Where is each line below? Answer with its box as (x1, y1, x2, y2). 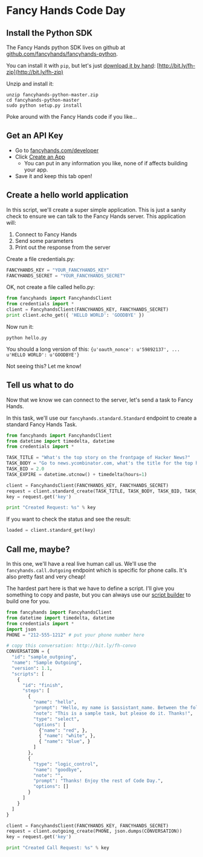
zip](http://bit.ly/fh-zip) (6, 68, 63, 76)
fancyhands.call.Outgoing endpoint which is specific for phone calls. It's (6, 567, 187, 574)
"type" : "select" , (33, 716, 80, 722)
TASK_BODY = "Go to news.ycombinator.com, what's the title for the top (6, 460, 193, 466)
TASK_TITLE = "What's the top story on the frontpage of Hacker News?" (6, 455, 190, 461)
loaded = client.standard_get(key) (6, 528, 96, 534)
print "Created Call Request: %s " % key (6, 845, 110, 851)
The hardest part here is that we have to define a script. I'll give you (6, 585, 175, 592)
